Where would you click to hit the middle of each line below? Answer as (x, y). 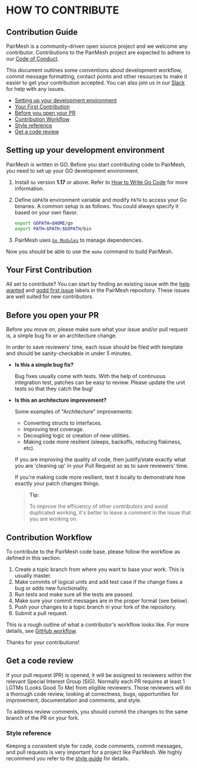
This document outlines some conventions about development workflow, (94, 70)
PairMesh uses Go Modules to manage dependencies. (79, 240)
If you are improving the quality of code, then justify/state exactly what (100, 460)
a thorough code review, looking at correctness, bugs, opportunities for (93, 694)
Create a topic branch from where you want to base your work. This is (99, 569)
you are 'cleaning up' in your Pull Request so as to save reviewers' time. (101, 466)
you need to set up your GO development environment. (73, 170)
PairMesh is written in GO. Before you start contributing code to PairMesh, (96, 164)
